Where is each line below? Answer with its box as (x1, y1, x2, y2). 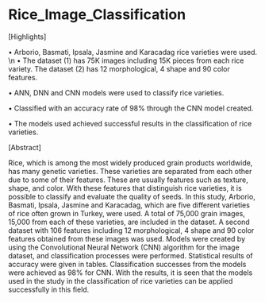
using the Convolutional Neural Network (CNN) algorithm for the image (8, 242, 240, 252)
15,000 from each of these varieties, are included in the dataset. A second (8, 217, 250, 226)
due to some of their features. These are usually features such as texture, (8, 175, 248, 184)
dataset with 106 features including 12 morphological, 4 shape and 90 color (8, 225, 255, 235)
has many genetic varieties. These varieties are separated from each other (8, 166, 252, 176)
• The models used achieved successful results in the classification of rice (8, 118, 252, 128)
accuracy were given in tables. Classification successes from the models (8, 259, 247, 269)
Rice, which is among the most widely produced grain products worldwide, (8, 157, 253, 168)
